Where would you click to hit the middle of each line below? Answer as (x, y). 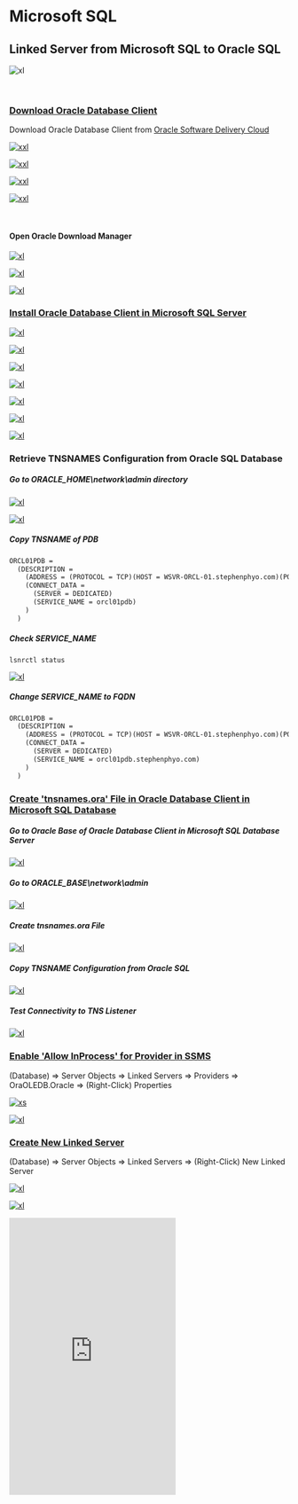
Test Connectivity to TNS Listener (73, 1010)
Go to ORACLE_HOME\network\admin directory (98, 480)
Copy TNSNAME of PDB (54, 539)
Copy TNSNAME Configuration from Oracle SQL (100, 968)
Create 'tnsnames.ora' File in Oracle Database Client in (129, 798)
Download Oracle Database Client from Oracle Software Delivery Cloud (139, 129)
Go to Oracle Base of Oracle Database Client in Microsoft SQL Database (145, 831)
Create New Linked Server (67, 1142)
